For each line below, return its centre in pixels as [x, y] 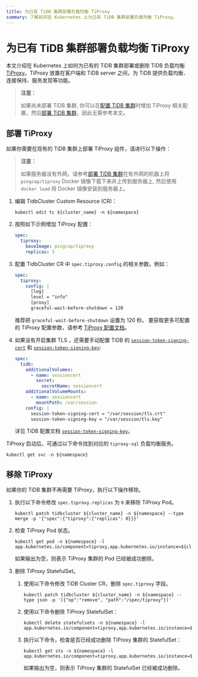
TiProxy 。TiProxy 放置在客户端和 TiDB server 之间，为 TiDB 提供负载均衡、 [98, 73]
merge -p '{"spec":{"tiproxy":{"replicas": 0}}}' [77, 519]
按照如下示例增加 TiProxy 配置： [54, 224]
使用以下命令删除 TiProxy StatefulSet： [71, 612]
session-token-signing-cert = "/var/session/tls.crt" [98, 414]
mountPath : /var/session [67, 403]
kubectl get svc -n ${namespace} [47, 455]
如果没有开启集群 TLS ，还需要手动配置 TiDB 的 [72, 340]
